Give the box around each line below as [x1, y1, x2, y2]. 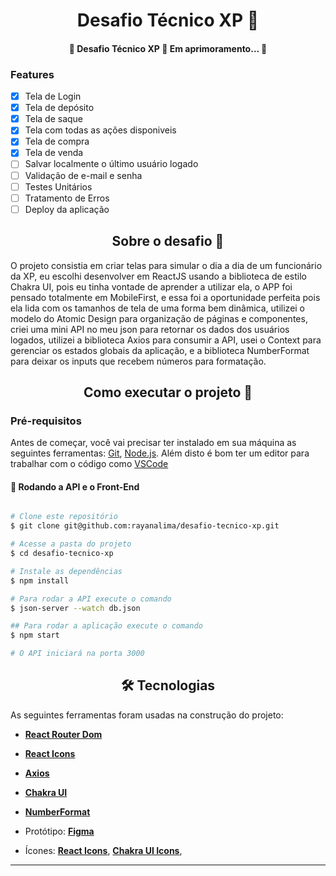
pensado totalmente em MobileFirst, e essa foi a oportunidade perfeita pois [10, 291, 321, 303]
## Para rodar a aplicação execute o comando [10, 621, 203, 631]
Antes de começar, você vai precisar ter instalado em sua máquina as [10, 437, 297, 449]
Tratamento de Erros [24, 192, 110, 204]
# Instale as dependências [10, 566, 123, 576]
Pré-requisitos [10, 414, 82, 428]
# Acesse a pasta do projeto [10, 539, 132, 549]
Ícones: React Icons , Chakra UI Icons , [24, 844, 183, 856]
